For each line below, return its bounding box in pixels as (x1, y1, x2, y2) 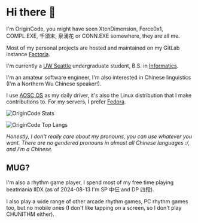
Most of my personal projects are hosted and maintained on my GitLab (6, 44, 180, 51)
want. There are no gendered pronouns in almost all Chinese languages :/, (6, 139, 190, 146)
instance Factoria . (6, 50, 51, 57)
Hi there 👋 (6, 5, 56, 19)
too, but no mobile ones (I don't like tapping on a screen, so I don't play (6, 204, 182, 211)
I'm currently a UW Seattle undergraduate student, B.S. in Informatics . (6, 62, 179, 69)
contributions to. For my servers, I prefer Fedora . (6, 98, 126, 105)
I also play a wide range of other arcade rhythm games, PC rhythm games (6, 197, 188, 205)
